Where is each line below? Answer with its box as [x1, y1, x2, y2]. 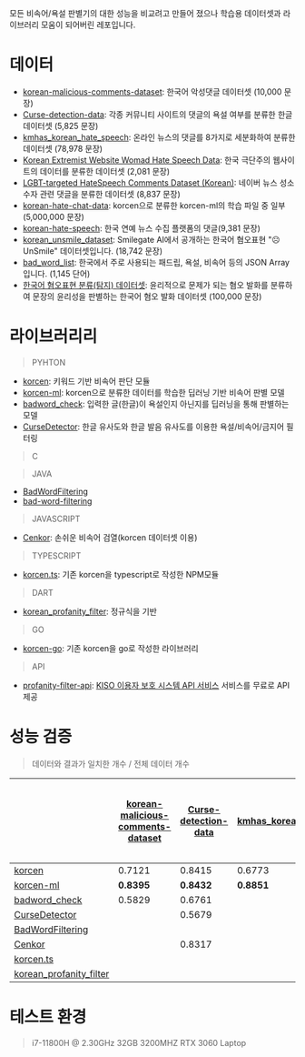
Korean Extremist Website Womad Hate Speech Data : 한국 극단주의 [22, 154, 271, 166]
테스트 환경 [9, 1007, 87, 1027]
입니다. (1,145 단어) [22, 267, 91, 279]
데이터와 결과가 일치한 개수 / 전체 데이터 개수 [31, 758, 191, 769]
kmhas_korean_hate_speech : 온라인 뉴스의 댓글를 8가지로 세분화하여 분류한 [22, 131, 296, 143]
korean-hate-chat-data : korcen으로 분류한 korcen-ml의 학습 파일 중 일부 [22, 199, 286, 211]
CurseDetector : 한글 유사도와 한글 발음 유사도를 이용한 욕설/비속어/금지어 [22, 421, 284, 432]
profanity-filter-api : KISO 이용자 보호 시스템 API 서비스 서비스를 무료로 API [22, 679, 290, 690]
